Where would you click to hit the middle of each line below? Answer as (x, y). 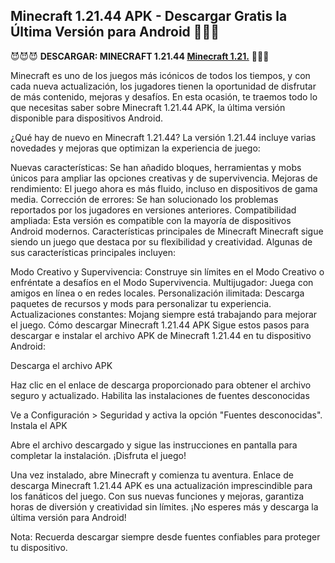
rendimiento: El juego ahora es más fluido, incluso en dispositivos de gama (164, 188)
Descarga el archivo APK (61, 365)
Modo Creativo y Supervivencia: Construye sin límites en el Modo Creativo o (167, 271)
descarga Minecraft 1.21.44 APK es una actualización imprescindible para (161, 485)
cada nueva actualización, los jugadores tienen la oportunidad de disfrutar (163, 86)
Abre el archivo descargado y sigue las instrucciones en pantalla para (154, 445)
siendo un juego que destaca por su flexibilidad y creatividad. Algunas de (161, 241)
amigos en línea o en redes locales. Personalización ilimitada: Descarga (157, 293)
